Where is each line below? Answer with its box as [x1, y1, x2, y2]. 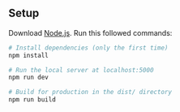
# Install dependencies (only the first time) [8, 44, 169, 52]
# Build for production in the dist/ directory [8, 88, 173, 97]
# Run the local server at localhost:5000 [8, 66, 154, 74]
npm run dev [8, 73, 49, 82]
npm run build [8, 96, 57, 104]
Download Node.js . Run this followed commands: [8, 28, 173, 37]
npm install [8, 51, 49, 59]
